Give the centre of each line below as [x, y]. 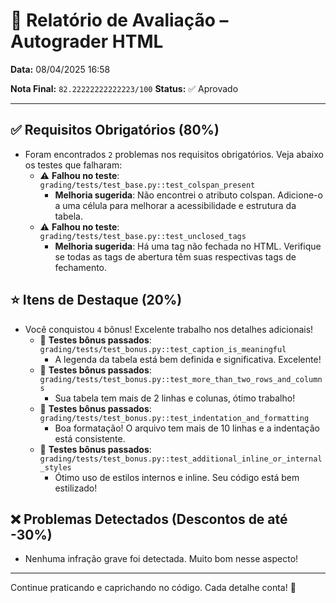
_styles [55, 467]
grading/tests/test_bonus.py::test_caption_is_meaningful [163, 349]
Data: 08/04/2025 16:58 [60, 69]
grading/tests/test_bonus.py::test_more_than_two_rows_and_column [181, 379]
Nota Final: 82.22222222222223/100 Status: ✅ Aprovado [124, 88]
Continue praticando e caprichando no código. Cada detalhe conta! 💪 [153, 588]
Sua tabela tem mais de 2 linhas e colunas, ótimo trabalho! [175, 398]
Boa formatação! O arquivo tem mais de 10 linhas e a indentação [187, 428]
